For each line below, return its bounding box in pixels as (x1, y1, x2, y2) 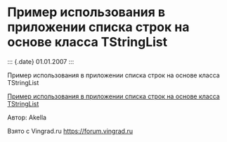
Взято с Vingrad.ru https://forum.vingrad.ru (7, 127, 134, 135)
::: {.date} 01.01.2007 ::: (7, 57, 74, 65)
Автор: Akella (7, 113, 47, 122)
